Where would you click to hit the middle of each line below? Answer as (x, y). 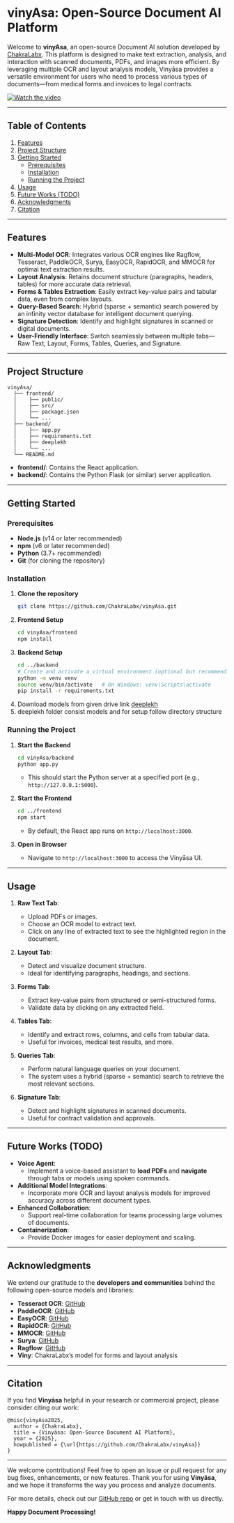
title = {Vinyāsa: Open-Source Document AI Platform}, (95, 1432)
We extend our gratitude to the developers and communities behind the (111, 1282)
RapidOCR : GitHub (44, 1325)
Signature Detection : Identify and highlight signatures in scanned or (115, 321)
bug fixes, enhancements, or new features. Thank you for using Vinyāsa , (112, 1478)
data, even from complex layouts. (65, 299)
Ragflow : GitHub (41, 1348)
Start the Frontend (44, 798)
